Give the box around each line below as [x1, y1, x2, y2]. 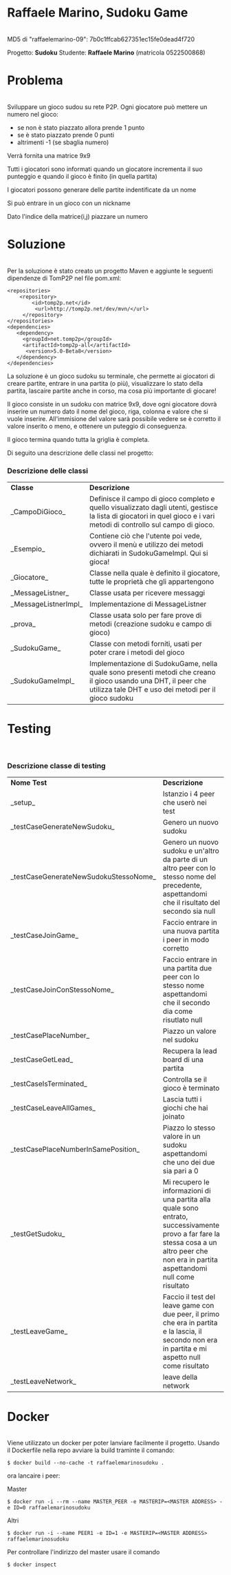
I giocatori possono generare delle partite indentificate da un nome [7, 185, 197, 194]
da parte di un [162, 854, 208, 864]
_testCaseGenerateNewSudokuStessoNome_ [10, 872, 157, 881]
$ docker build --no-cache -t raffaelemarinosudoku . [7, 1460, 165, 1467]
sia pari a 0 [162, 1166, 199, 1176]
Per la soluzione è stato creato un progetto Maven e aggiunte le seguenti [7, 266, 213, 275]
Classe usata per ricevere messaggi [89, 588, 205, 598]
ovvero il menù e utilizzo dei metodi [89, 540, 204, 549]
